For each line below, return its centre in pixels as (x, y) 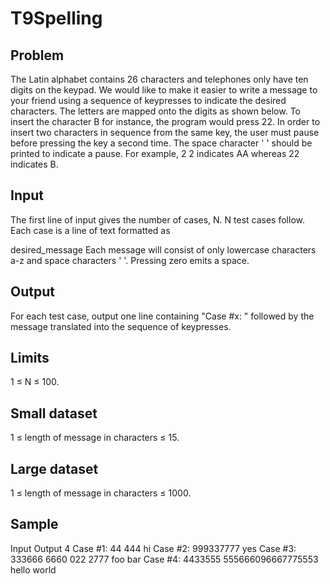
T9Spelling (56, 18)
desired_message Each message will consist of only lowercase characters (163, 249)
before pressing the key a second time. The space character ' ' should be (161, 143)
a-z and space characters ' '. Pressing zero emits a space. (130, 260)
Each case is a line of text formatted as (90, 230)
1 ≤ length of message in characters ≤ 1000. (101, 493)
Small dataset (54, 413)
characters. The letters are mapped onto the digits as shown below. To (155, 111)
